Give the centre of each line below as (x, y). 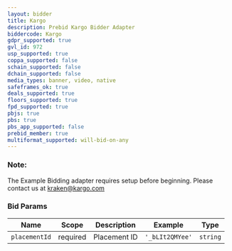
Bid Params (27, 206)
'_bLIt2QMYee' (169, 237)
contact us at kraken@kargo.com (56, 188)
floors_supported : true (43, 101)
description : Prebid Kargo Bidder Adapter (71, 27)
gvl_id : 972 (25, 47)
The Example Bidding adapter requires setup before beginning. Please (110, 180)
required (72, 237)
